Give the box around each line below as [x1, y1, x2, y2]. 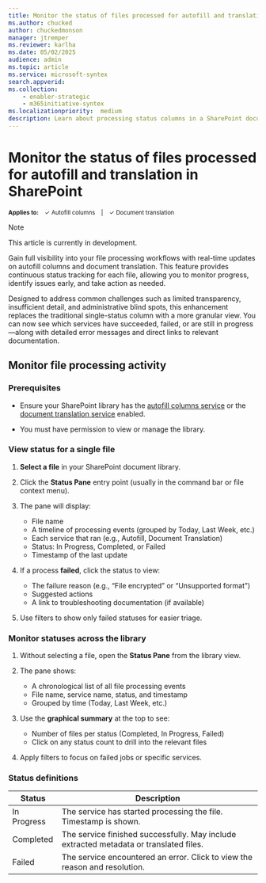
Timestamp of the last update [31, 550, 128, 559]
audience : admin [8, 56, 62, 64]
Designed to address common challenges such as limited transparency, [8, 294, 241, 303]
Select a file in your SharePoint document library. [19, 462, 180, 471]
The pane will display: [19, 500, 91, 511]
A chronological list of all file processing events [31, 682, 186, 691]
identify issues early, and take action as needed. [8, 278, 166, 287]
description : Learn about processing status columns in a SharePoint [8, 115, 243, 123]
